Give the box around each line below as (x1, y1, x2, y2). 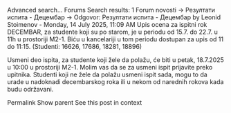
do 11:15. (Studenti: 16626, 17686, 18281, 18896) (7, 43, 142, 50)
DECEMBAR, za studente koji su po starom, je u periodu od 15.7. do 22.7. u (7, 28, 218, 36)
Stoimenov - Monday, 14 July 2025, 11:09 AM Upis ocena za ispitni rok (7, 21, 207, 28)
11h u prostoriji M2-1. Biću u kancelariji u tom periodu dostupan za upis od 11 (7, 35, 223, 43)
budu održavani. (7, 85, 54, 93)
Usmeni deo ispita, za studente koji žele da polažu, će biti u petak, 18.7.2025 (7, 56, 225, 64)
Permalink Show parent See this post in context (7, 99, 142, 106)
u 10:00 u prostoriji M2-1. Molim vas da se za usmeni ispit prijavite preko (7, 63, 213, 71)
